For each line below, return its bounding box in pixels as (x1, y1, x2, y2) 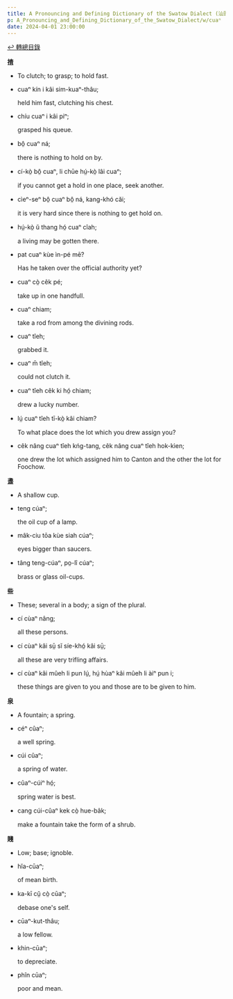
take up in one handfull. (17, 291, 85, 300)
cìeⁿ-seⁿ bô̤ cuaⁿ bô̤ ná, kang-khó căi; (17, 195, 126, 204)
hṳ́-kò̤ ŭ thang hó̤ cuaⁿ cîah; (17, 223, 97, 232)
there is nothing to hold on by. (17, 154, 103, 162)
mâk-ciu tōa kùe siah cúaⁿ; (17, 532, 94, 540)
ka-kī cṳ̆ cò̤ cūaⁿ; (17, 890, 67, 898)
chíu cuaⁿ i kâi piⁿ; (17, 112, 69, 120)
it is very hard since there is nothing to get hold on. (17, 209, 163, 218)
